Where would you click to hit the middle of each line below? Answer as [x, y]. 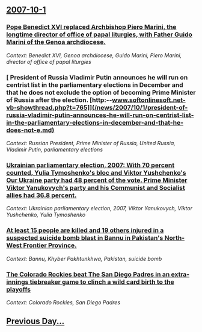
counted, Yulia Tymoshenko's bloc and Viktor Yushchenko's [96, 172]
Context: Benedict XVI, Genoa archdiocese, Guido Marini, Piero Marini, [94, 55]
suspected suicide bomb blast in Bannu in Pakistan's [85, 238]
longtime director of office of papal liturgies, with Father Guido [99, 34]
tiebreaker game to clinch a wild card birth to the [102, 281]
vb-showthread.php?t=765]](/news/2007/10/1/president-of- [97, 107]
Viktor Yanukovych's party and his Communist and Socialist [96, 187]
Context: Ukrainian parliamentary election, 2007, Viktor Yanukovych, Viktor [99, 208]
